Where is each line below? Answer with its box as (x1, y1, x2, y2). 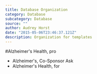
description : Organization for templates (5, 35, 93, 40)
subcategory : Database (5, 16, 52, 21)
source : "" (5, 21, 28, 26)
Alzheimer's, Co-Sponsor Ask (12, 58, 74, 64)
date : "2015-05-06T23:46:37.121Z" (5, 30, 77, 35)
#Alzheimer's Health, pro (5, 48, 56, 54)
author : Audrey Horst (5, 26, 50, 31)
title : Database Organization (5, 7, 68, 12)
